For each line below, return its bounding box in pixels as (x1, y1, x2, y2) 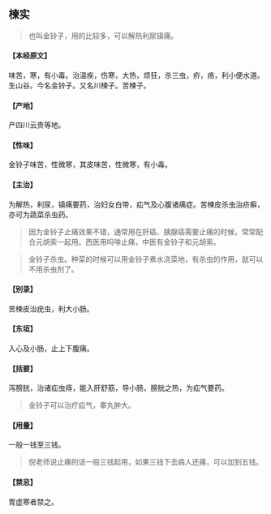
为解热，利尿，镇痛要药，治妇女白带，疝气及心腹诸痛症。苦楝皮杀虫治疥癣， (8, 199, 265, 209)
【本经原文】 (8, 51, 51, 61)
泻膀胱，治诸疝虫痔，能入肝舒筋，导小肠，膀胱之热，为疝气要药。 (8, 383, 229, 393)
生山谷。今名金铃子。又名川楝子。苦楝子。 (8, 80, 151, 91)
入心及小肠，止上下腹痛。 (8, 344, 94, 353)
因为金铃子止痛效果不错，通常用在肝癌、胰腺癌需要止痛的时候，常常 (28, 226, 256, 237)
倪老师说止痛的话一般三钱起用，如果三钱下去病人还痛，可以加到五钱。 (28, 457, 264, 467)
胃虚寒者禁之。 (8, 497, 58, 507)
